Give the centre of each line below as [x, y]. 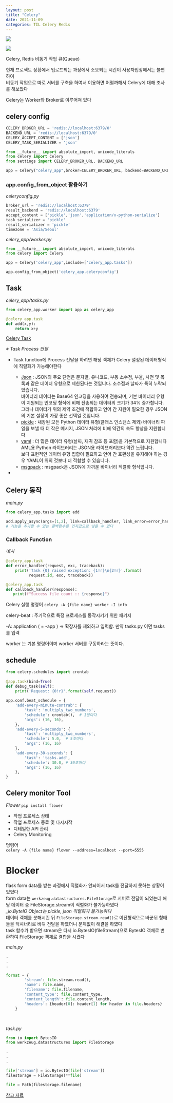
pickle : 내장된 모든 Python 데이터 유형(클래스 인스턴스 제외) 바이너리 [90, 422]
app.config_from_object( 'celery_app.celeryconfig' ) [62, 272]
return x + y [27, 328]
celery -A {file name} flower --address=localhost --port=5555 [75, 850]
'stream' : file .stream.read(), [58, 980]
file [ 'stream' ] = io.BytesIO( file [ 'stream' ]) [55, 1071]
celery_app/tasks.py [27, 300]
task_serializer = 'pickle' [36, 220]
